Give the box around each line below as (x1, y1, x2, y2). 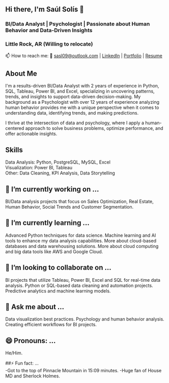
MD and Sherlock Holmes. (5, 373, 60, 379)
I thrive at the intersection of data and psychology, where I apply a (5, 120, 144, 126)
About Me (5, 70, 37, 78)
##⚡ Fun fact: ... (5, 360, 39, 366)
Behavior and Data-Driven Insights (5, 27, 93, 34)
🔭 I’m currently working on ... (5, 185, 99, 193)
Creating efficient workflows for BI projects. (5, 322, 97, 328)
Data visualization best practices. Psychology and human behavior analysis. (5, 316, 164, 322)
